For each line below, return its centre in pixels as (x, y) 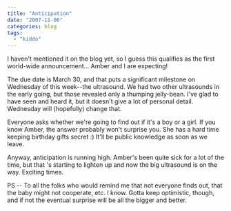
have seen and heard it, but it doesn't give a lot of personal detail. (100, 101)
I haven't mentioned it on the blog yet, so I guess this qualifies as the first (111, 59)
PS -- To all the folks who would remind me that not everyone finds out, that (115, 185)
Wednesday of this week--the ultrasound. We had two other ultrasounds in (113, 87)
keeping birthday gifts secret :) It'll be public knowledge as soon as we (108, 137)
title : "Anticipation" (40, 13)
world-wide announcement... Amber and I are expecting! (88, 66)
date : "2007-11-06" (35, 20)
